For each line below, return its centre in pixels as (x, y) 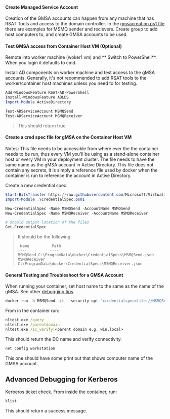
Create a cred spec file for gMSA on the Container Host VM (69, 137)
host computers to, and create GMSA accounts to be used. (67, 34)
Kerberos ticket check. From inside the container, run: (61, 392)
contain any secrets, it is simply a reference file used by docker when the (81, 170)
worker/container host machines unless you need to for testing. (71, 83)
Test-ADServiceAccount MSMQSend (39, 112)
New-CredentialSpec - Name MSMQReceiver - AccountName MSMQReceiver (77, 213)
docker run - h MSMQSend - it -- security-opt (52, 301)
